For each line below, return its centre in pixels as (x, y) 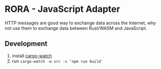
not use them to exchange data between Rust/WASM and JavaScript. (76, 28)
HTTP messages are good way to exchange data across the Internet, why (80, 23)
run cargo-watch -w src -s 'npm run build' (57, 61)
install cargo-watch (32, 56)
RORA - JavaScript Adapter (62, 9)
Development (26, 44)
